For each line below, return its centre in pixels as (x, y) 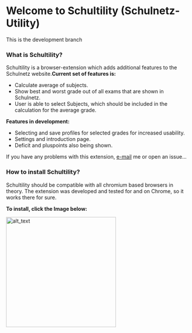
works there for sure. (31, 197)
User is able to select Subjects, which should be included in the (91, 104)
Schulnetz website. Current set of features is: (61, 74)
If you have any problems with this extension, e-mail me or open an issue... (96, 157)
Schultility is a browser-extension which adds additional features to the (92, 68)
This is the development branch (44, 39)
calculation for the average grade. (55, 110)
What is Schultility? (35, 55)
